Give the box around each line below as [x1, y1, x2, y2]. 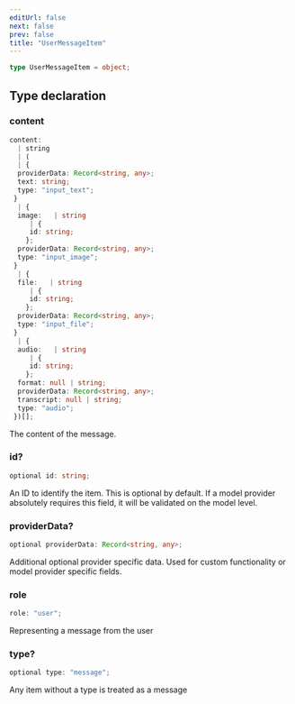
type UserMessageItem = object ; [9, 63, 130, 72]
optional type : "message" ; [9, 668, 111, 677]
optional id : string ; [9, 471, 91, 480]
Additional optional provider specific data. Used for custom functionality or [9, 556, 286, 567]
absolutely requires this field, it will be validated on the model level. [9, 497, 258, 507]
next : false [9, 22, 54, 31]
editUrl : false [9, 13, 67, 23]
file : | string [17, 278, 83, 287]
